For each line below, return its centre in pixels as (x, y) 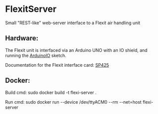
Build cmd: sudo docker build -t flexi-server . (51, 92)
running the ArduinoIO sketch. (36, 55)
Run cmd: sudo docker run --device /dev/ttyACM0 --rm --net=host (74, 102)
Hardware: (22, 38)
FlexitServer (31, 9)
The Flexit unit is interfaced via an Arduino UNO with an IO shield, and (76, 50)
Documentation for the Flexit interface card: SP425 (57, 65)
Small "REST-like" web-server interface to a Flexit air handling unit (73, 23)
